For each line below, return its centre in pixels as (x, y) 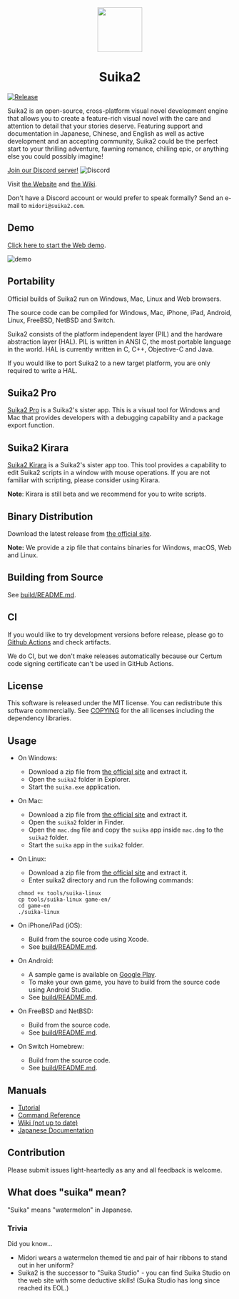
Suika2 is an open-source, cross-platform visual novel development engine (118, 111)
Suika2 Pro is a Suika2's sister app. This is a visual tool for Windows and (113, 410)
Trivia (17, 1228)
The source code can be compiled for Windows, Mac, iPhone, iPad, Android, (120, 312)
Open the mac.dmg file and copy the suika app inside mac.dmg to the (126, 830)
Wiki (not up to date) (48, 1123)
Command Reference (49, 1115)
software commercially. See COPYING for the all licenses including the (111, 711)
